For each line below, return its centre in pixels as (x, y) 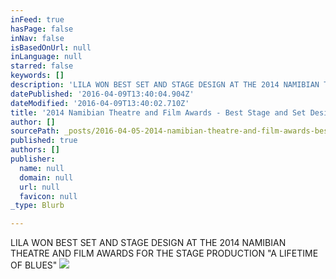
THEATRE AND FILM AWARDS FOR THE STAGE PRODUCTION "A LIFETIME (164, 253)
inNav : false (37, 38)
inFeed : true (37, 19)
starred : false (42, 66)
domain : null (46, 177)
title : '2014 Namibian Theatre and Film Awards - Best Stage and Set (158, 112)
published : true (44, 141)
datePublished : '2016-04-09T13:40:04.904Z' (102, 94)
